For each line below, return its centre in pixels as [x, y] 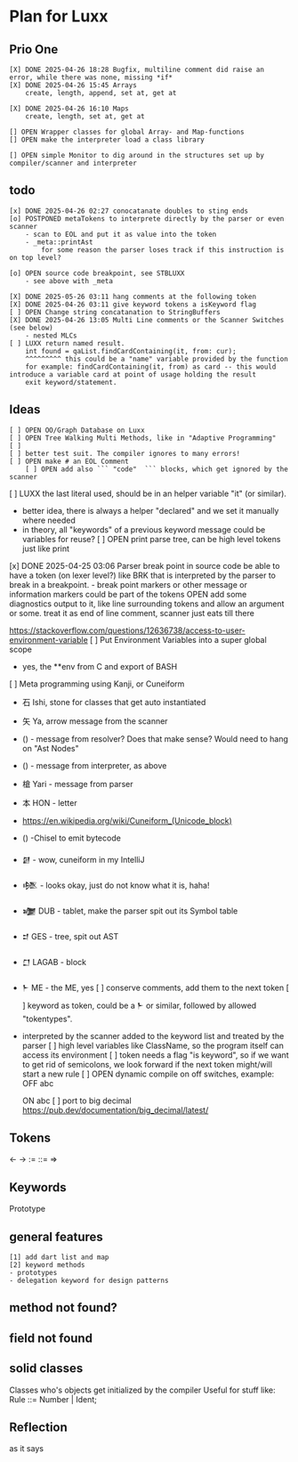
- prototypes [33, 1273]
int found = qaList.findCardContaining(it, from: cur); [131, 351]
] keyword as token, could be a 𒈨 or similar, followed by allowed [139, 1005]
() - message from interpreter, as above [94, 765]
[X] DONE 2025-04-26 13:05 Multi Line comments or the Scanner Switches [147, 320]
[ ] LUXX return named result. [67, 343]
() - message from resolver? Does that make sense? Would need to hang [155, 739]
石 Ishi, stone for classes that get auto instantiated [114, 702]
